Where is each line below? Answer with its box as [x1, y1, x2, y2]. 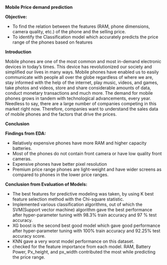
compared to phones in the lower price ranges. [12, 172, 109, 178]
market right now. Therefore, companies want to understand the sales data [5, 106, 159, 112]
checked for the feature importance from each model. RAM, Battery [12, 244, 151, 250]
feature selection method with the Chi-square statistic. [12, 196, 124, 202]
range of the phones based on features [12, 39, 93, 45]
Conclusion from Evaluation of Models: [5, 181, 87, 187]
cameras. [12, 156, 32, 162]
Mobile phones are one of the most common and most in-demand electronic [5, 59, 162, 64]
